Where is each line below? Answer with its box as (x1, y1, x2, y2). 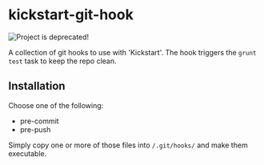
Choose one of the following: (8, 100, 104, 110)
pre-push (19, 124, 51, 134)
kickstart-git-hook (8, 6, 134, 24)
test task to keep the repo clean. (8, 56, 117, 66)
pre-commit (19, 116, 59, 126)
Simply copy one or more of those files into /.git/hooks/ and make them (8, 140, 248, 150)
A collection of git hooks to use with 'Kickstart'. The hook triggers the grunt (8, 47, 257, 57)
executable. (8, 148, 47, 158)
